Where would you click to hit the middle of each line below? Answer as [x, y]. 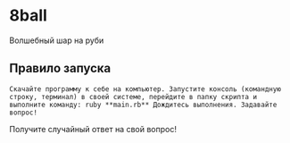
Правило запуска [60, 68]
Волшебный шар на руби [57, 40]
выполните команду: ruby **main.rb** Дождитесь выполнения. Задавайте [143, 105]
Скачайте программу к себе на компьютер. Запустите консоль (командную [145, 89]
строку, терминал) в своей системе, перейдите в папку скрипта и [133, 97]
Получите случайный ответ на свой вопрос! [93, 129]
